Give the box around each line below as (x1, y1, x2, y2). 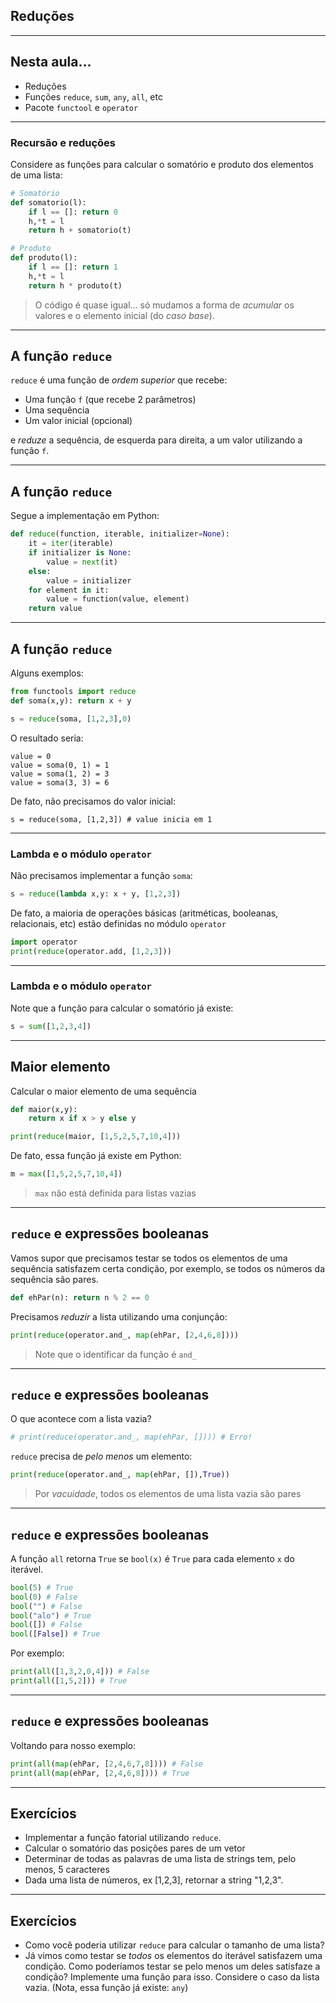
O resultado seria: (10, 732, 84, 744)
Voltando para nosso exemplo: (10, 1739, 137, 1751)
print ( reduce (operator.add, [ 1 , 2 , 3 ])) (10, 946, 172, 956)
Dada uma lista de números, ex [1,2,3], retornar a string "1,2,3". (24, 1874, 284, 1886)
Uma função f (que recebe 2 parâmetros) (24, 394, 197, 406)
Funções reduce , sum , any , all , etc (24, 90, 163, 103)
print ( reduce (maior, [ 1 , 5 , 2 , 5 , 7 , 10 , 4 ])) (10, 1132, 182, 1142)
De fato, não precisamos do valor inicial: (10, 795, 176, 807)
